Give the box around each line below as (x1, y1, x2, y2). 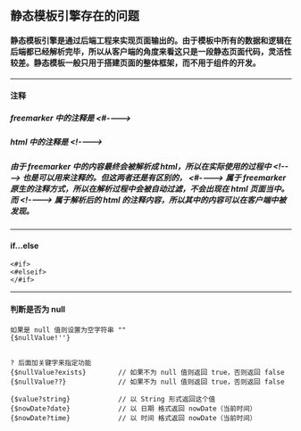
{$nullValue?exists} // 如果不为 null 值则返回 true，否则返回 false (10, 369, 285, 377)
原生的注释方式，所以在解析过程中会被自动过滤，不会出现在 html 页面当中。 (10, 183, 289, 194)
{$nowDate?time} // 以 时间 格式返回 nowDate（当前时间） (10, 414, 257, 423)
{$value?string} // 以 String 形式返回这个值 (10, 395, 216, 404)
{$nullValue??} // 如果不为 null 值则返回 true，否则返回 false (10, 377, 285, 386)
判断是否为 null (10, 303, 66, 314)
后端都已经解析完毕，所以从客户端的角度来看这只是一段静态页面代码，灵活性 (10, 46, 292, 56)
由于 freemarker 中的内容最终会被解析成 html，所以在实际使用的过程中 (10, 161, 272, 171)
